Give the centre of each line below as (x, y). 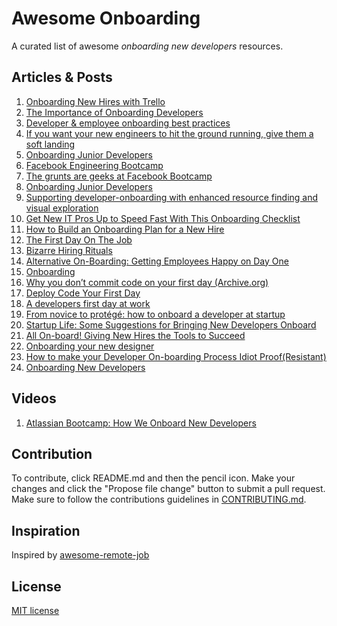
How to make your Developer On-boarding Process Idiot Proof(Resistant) (176, 356)
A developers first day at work (88, 303)
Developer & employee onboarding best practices (128, 123)
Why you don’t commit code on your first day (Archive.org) (147, 282)
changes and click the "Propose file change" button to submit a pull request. (168, 489)
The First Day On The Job (79, 239)
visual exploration (62, 208)
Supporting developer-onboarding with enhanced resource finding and (172, 197)
